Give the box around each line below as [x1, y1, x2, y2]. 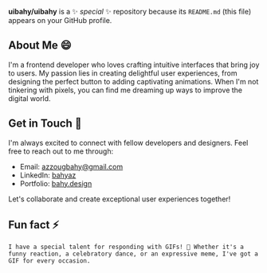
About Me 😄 [8, 39, 72, 53]
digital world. [8, 93, 51, 103]
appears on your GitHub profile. [8, 16, 112, 25]
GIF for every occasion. [8, 257, 91, 265]
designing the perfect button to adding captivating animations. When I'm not [8, 76, 259, 86]
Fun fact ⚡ [8, 218, 60, 232]
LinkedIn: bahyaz [19, 170, 77, 180]
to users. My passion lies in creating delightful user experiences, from [8, 68, 238, 78]
